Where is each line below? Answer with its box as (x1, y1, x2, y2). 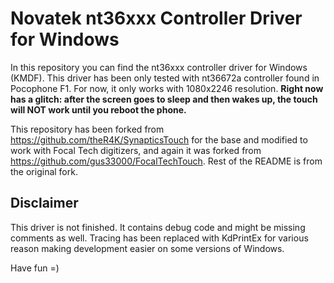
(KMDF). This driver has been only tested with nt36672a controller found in (10, 72, 320, 84)
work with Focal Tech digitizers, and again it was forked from (10, 144, 262, 156)
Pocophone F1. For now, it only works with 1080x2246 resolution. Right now (10, 82, 324, 94)
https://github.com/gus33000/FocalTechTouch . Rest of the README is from (10, 155, 323, 167)
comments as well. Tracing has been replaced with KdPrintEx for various (10, 232, 309, 244)
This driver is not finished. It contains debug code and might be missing (10, 221, 306, 233)
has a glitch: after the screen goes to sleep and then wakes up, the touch (10, 93, 318, 105)
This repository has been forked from (10, 123, 165, 135)
